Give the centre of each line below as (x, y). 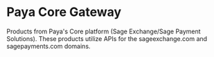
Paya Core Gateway (64, 12)
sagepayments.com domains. (48, 46)
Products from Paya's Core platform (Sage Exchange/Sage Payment (104, 31)
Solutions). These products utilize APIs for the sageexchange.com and (107, 38)
